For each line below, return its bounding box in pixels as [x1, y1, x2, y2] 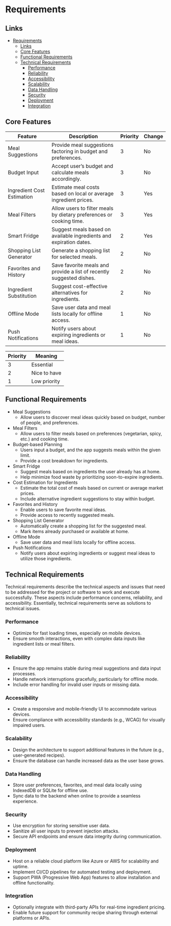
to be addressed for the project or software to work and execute [5, 589, 140, 596]
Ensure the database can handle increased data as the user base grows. [12, 757, 164, 763]
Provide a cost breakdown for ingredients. [20, 457, 108, 464]
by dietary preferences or [51, 211, 113, 218]
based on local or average [51, 190, 114, 197]
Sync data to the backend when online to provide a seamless [12, 792, 141, 799]
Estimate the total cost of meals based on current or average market [20, 484, 164, 491]
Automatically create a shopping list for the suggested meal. [20, 523, 147, 529]
